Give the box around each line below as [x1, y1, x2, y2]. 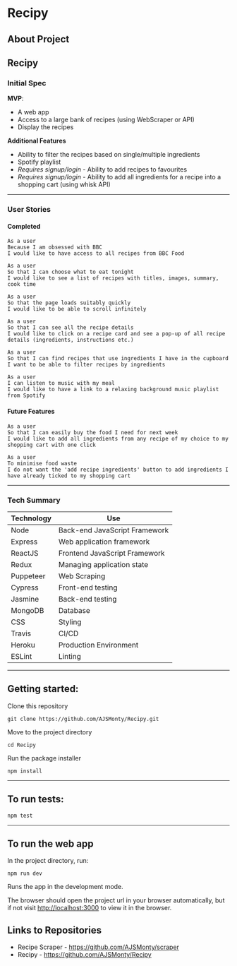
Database [59, 605, 90, 615]
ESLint [11, 651, 32, 661]
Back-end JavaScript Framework [59, 525, 169, 535]
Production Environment [59, 640, 139, 650]
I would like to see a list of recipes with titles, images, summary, [7, 275, 219, 282]
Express [11, 537, 38, 547]
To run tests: [7, 793, 64, 806]
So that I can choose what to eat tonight [7, 268, 134, 276]
